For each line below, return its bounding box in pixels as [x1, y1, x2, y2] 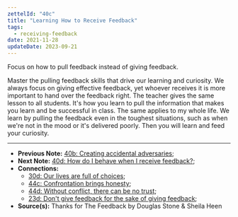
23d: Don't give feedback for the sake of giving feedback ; [28, 194, 198, 202]
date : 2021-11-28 [7, 37, 59, 44]
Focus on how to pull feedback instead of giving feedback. [7, 63, 178, 71]
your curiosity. [7, 129, 50, 137]
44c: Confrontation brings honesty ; [28, 180, 132, 187]
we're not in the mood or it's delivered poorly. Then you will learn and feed [7, 122, 225, 129]
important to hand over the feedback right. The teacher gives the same [7, 91, 215, 100]
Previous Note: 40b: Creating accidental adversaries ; [17, 149, 175, 158]
